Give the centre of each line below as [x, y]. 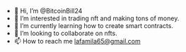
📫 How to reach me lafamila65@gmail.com [77, 41]
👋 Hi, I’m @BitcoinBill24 [48, 11]
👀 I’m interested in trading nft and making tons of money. [97, 18]
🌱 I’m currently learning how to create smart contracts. [93, 26]
